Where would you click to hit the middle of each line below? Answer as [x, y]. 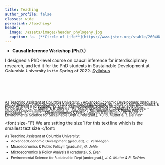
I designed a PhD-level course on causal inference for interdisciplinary [76, 60]
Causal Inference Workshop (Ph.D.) [49, 51]
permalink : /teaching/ [28, 23]
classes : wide [20, 19]
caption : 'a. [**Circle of [37, 37]
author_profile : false [28, 14]
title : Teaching [22, 10]
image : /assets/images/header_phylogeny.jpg [56, 32]
